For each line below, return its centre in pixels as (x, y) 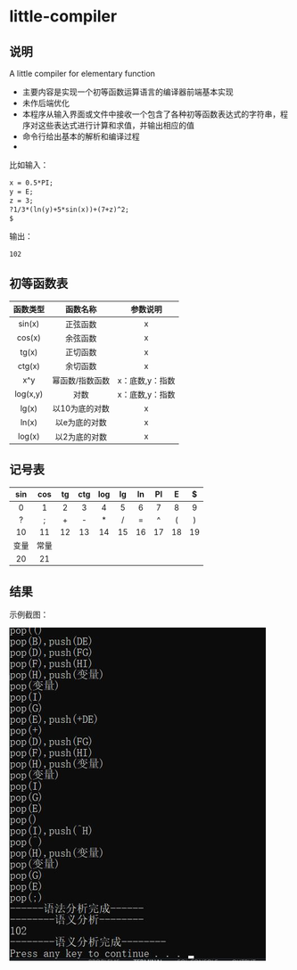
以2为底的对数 (81, 436)
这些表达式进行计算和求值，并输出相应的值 (116, 125)
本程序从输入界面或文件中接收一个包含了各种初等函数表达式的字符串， (151, 114)
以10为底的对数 (81, 408)
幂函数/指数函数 (81, 380)
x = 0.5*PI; (31, 183)
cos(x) (29, 338)
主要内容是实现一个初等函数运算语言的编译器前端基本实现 (128, 92)
